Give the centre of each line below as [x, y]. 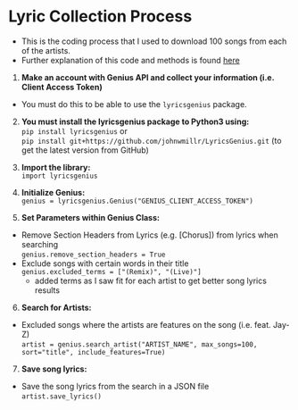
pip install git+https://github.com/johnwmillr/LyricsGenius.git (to [151, 140]
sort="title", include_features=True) [93, 352]
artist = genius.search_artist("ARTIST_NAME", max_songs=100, [139, 344]
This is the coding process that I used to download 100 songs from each [154, 41]
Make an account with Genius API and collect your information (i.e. [148, 77]
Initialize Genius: [53, 192]
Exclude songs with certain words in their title [105, 263]
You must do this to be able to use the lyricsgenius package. [134, 104]
